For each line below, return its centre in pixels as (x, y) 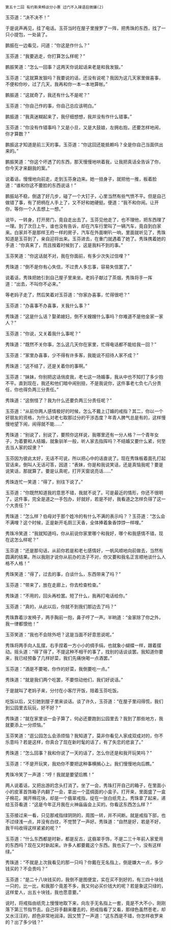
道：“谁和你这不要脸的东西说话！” (41, 185)
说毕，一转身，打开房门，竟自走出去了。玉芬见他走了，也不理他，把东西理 (83, 220)
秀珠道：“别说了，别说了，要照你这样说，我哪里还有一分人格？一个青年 (80, 435)
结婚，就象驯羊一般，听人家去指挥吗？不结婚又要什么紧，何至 (101, 441)
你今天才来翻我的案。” (27, 168)
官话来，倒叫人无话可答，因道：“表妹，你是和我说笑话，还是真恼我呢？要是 (84, 464)
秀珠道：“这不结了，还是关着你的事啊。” (46, 366)
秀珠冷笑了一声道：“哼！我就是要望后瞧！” (50, 774)
